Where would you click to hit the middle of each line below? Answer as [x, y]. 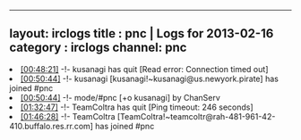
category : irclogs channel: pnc [98, 48]
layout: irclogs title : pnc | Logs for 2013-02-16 [142, 33]
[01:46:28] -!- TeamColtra [68, 116]
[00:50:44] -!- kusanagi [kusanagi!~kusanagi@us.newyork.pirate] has [150, 78]
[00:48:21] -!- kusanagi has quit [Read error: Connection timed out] [145, 69]
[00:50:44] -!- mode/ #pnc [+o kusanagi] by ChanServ [121, 97]
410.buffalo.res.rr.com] [52, 126]
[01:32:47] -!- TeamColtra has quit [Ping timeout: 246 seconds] [137, 107]
